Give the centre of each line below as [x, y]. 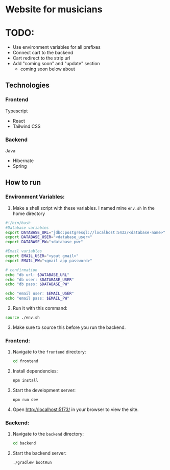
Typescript [17, 111]
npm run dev [25, 399]
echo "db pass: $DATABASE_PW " [38, 284]
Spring [20, 166]
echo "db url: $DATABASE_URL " [38, 275]
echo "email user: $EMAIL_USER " [40, 293]
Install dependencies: [35, 371]
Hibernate [23, 161]
